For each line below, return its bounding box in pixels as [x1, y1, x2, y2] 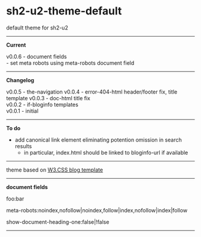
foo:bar [6, 195, 25, 202]
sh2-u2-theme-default [6, 4, 122, 18]
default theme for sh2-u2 [6, 24, 69, 31]
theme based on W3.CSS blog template [6, 166, 103, 173]
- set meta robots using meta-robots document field [6, 59, 135, 67]
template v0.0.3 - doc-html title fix [6, 94, 91, 101]
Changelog [6, 76, 35, 83]
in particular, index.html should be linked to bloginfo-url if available [23, 149, 188, 156]
